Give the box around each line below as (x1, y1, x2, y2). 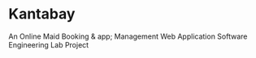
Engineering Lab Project (8, 39, 89, 49)
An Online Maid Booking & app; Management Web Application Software (8, 31, 248, 41)
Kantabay (8, 5, 76, 23)
